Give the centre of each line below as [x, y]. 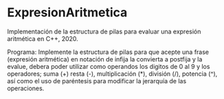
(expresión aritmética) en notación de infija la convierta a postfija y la [105, 59]
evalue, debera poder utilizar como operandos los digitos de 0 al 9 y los [109, 66]
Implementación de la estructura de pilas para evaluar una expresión [104, 31]
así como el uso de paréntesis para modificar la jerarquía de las [97, 81]
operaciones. [26, 88]
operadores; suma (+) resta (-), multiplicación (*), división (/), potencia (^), [112, 74]
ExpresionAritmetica [67, 13]
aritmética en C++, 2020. [43, 38]
